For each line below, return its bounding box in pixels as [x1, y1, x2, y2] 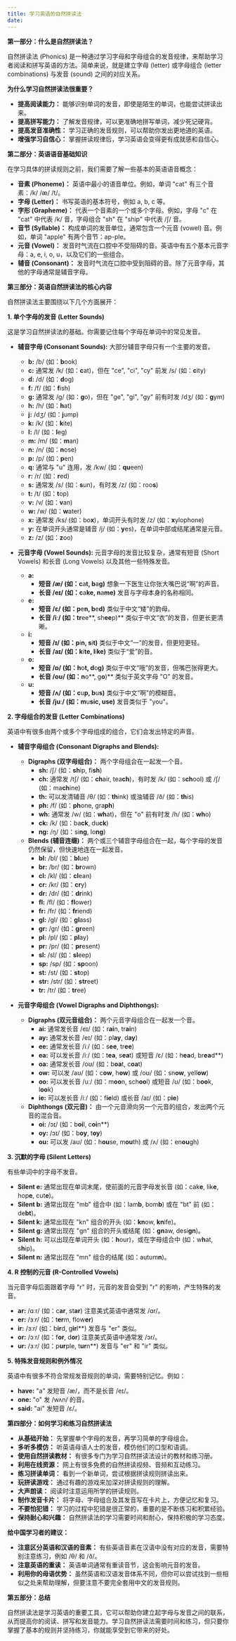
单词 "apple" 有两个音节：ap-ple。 [29, 232, 130, 241]
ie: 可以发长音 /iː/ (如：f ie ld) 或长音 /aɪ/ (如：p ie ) [38, 1094, 179, 1102]
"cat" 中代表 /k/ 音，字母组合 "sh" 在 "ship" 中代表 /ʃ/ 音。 [17, 215, 186, 223]
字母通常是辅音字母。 [29, 267, 92, 276]
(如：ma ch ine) [38, 783, 81, 792]
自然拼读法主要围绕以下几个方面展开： [7, 297, 118, 306]
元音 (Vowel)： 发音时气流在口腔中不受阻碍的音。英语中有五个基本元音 [17, 241, 223, 250]
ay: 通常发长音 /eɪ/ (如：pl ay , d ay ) [38, 1033, 138, 1041]
